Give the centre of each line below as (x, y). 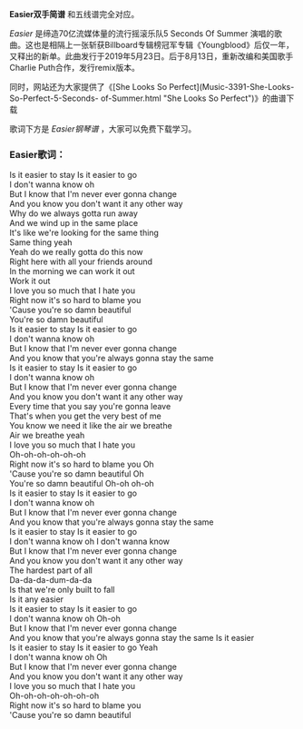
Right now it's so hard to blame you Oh (82, 464)
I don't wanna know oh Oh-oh (65, 619)
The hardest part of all (51, 570)
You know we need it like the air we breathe (91, 426)
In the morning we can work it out (72, 271)
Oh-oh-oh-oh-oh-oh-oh (54, 696)
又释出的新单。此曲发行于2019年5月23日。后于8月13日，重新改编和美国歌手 (151, 56)
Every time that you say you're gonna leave (90, 407)
